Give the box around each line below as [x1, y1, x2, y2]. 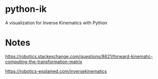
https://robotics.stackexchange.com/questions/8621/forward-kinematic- [5, 53, 153, 59]
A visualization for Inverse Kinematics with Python [5, 20, 107, 26]
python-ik [5, 3, 47, 15]
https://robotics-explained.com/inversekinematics [5, 68, 107, 74]
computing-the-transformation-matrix [5, 58, 83, 65]
